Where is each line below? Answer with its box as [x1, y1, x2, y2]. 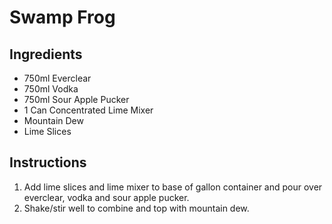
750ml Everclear [23, 72, 92, 84]
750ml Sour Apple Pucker [23, 94, 130, 105]
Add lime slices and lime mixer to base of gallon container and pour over [23, 181, 323, 193]
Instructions [9, 154, 87, 171]
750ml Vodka [23, 83, 79, 95]
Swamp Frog [9, 6, 116, 29]
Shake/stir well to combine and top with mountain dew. [23, 202, 250, 214]
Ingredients [9, 46, 83, 63]
